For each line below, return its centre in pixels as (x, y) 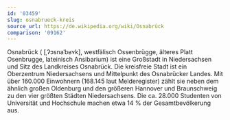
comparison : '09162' (37, 33)
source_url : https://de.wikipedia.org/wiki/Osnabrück (86, 26)
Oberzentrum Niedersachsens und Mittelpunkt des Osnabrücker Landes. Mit (115, 74)
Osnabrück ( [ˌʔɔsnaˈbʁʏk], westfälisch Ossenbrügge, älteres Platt (100, 52)
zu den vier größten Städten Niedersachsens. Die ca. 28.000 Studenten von (114, 96)
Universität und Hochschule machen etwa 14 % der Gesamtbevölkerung (109, 103)
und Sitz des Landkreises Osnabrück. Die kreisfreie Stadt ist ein (97, 67)
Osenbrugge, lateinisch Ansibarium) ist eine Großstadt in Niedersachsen (110, 60)
